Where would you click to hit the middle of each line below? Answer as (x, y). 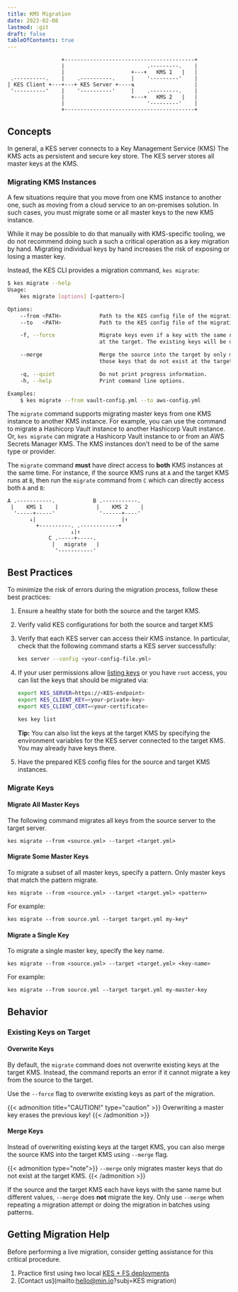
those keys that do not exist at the (155, 362)
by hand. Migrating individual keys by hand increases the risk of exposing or (119, 249)
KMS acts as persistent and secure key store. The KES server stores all (111, 156)
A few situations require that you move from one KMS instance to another (114, 198)
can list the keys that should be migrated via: (83, 680)
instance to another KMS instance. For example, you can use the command (117, 421)
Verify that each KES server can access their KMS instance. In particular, (124, 639)
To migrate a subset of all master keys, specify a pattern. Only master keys (117, 872)
